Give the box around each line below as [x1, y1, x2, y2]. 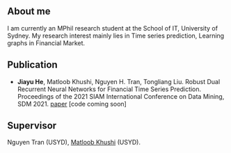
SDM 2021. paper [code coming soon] [17, 99, 127, 108]
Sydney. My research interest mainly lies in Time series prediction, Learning [7, 31, 225, 40]
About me [7, 6, 51, 17]
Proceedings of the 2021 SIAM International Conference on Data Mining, [17, 92, 225, 100]
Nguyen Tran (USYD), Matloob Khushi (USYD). [7, 138, 141, 147]
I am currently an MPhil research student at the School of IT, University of [7, 24, 218, 32]
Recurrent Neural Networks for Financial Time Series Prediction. [17, 85, 202, 93]
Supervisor [7, 120, 57, 131]
